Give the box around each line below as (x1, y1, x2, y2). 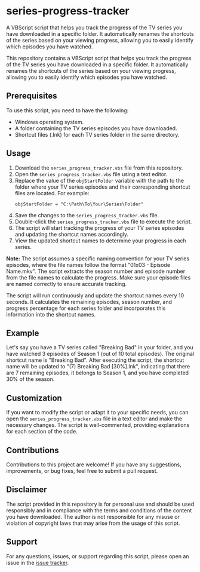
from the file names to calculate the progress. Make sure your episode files (6, 273, 191, 281)
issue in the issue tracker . (6, 559, 69, 566)
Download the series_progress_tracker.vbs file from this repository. (14, 164, 183, 171)
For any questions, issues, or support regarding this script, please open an (6, 552, 189, 559)
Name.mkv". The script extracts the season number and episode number (6, 267, 186, 275)
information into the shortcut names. (6, 310, 96, 318)
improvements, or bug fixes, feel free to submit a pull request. (6, 468, 158, 474)
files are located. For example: (14, 189, 90, 196)
